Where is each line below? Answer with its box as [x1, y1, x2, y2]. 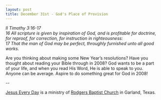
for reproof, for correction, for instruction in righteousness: [5, 35, 123, 41]
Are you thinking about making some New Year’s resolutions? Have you [5, 55, 148, 61]
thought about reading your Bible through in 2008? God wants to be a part [5, 60, 155, 66]
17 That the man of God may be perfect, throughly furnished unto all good [5, 40, 154, 46]
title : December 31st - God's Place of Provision [5, 12, 108, 17]
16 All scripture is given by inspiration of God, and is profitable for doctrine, [5, 30, 157, 36]
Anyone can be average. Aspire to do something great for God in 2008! [5, 70, 148, 76]
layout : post [5, 7, 32, 12]
